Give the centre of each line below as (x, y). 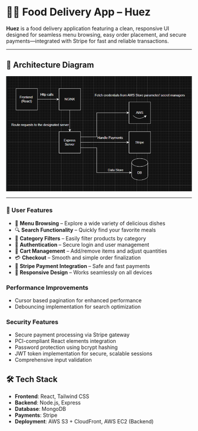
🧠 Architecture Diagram (50, 65)
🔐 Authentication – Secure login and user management (82, 244)
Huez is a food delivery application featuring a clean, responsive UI (88, 28)
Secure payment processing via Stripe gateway (72, 335)
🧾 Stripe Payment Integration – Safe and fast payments (82, 266)
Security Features (32, 322)
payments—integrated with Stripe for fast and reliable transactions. (88, 41)
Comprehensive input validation (53, 360)
